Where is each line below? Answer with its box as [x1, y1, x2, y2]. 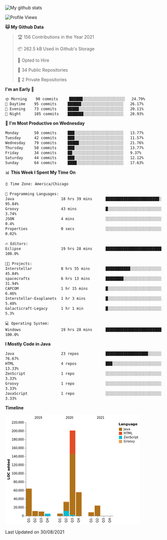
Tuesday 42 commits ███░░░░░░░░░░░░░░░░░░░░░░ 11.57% [5, 135, 144, 140]
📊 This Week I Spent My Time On [5, 169, 76, 175]
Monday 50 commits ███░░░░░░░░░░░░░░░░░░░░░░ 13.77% [5, 131, 144, 135]
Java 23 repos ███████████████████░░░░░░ [5, 351, 162, 356]
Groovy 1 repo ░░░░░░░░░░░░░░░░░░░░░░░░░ [5, 381, 162, 386]
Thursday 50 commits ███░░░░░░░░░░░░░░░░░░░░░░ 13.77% [5, 145, 144, 150]
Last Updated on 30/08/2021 [5, 529, 65, 535]
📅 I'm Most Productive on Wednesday [5, 120, 85, 126]
